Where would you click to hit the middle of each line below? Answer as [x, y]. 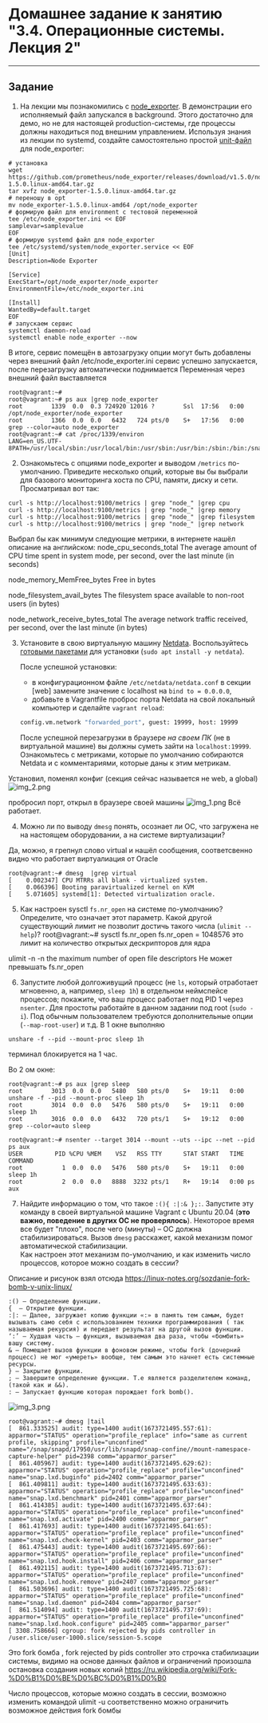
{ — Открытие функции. [48, 1308]
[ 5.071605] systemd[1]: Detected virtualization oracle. [112, 894]
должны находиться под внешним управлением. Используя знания [135, 132]
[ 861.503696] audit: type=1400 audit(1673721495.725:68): [110, 1589]
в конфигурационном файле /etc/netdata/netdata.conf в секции [141, 682]
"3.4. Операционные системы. [116, 31]
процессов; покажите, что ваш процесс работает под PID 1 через [131, 999]
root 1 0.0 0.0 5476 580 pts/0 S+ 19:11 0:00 [126, 1168]
